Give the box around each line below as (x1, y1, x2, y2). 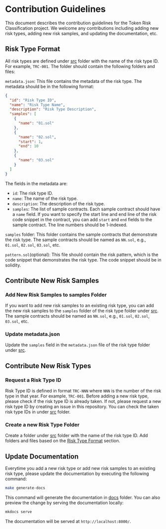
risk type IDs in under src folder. (5, 409, 71, 415)
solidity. (5, 262, 21, 268)
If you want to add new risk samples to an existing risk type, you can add (5, 303, 154, 309)
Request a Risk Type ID (5, 376, 61, 383)
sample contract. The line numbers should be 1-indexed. (12, 222, 128, 228)
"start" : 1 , (18, 139, 43, 144)
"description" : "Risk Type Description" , (9, 107, 97, 112)
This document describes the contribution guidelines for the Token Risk (5, 20, 151, 26)
